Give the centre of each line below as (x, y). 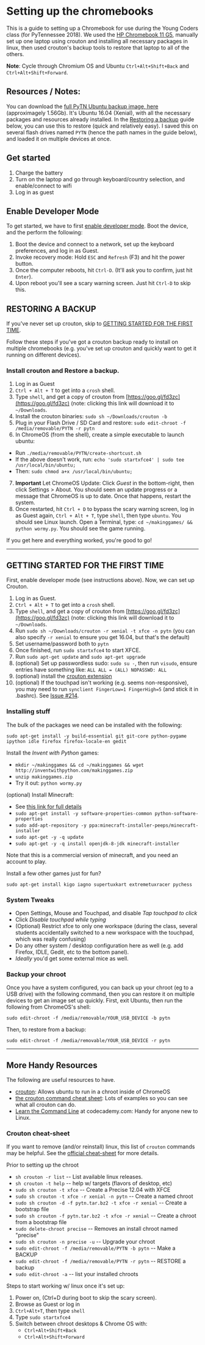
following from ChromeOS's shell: (49, 1007)
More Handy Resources (52, 1065)
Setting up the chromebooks (80, 11)
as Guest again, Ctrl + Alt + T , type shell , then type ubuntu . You (98, 516)
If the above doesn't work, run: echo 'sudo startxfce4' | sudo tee (100, 460)
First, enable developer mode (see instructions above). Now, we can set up (101, 580)
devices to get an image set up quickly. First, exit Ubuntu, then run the (95, 1001)
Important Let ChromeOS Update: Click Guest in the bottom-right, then (105, 483)
